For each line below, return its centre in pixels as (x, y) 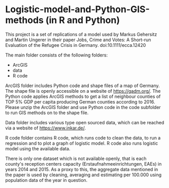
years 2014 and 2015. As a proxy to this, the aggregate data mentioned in (82, 169)
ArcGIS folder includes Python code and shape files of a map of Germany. (82, 86)
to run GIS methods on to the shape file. (47, 113)
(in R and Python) (83, 20)
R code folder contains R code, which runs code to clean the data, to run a (83, 138)
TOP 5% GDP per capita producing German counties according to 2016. (80, 102)
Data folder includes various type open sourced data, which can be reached (85, 122)
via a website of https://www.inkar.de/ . (46, 128)
